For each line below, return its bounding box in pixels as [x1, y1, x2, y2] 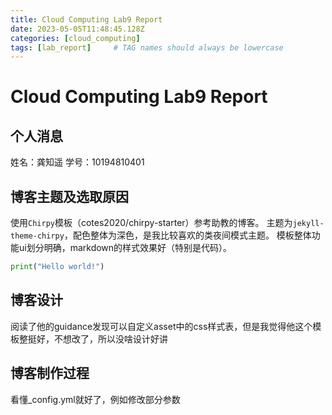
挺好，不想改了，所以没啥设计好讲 [27, 332, 168, 345]
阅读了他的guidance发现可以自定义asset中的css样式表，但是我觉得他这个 [10, 320, 313, 332]
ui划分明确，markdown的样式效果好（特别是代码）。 [18, 242, 233, 254]
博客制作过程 [10, 365, 90, 382]
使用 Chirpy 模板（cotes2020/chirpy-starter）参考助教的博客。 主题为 [10, 217, 293, 229]
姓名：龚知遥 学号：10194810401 [10, 156, 145, 168]
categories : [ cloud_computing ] [10, 33, 141, 43]
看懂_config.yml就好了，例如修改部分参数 [10, 393, 181, 405]
